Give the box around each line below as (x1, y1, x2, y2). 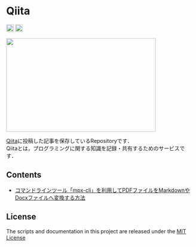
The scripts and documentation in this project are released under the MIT (6, 227, 186, 234)
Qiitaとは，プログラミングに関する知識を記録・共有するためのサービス (6, 145, 180, 152)
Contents (6, 170, 42, 180)
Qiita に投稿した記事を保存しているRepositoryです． (6, 137, 133, 144)
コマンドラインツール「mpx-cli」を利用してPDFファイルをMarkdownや (14, 187, 190, 194)
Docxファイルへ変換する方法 (14, 194, 85, 201)
